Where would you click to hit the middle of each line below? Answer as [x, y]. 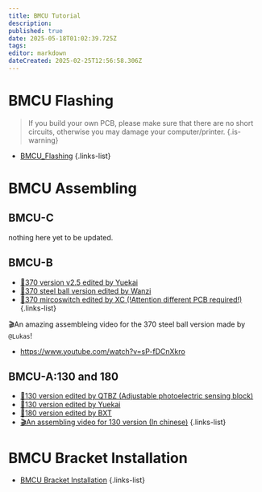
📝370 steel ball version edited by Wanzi [85, 290]
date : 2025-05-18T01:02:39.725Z [62, 38]
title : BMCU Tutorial [45, 16]
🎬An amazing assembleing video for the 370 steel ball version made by [127, 324]
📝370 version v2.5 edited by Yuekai [79, 282]
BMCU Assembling [73, 188]
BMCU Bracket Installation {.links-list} [82, 480]
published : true [35, 31]
